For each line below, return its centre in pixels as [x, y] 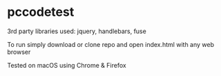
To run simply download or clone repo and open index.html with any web [111, 44]
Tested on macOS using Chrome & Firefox [67, 65]
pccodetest [41, 12]
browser [19, 52]
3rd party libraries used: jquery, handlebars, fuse [77, 31]
